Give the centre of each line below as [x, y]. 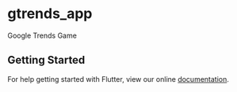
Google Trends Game [42, 35]
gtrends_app [50, 14]
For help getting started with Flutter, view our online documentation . [118, 79]
